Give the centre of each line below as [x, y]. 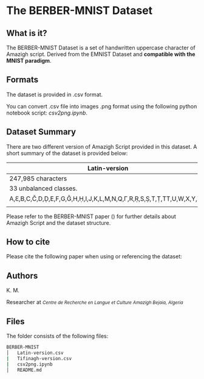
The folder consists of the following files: [57, 336]
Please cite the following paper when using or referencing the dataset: [94, 257]
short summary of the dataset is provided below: [67, 153]
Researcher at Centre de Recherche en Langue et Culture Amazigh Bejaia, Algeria [95, 302]
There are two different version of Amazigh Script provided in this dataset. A [102, 146]
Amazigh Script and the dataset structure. [59, 222]
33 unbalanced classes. [43, 188]
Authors [22, 276]
